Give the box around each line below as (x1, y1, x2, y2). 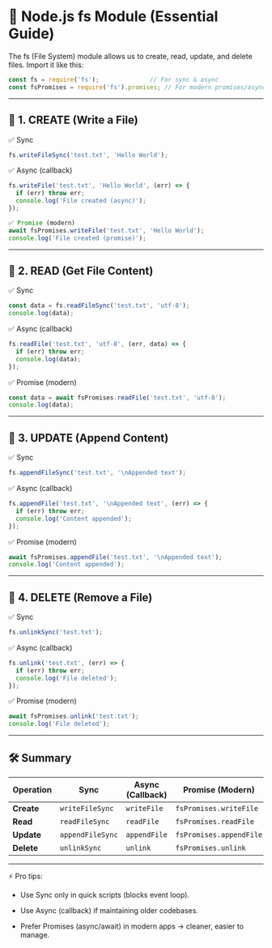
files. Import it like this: (8, 60, 84, 70)
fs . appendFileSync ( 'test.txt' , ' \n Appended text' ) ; (8, 469, 186, 477)
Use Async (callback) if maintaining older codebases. (19, 906, 198, 915)
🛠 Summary (8, 751, 72, 765)
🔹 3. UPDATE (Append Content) (8, 431, 169, 445)
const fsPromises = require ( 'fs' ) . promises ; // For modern (8, 83, 212, 92)
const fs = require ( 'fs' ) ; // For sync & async (8, 75, 219, 83)
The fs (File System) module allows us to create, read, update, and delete (8, 51, 253, 61)
